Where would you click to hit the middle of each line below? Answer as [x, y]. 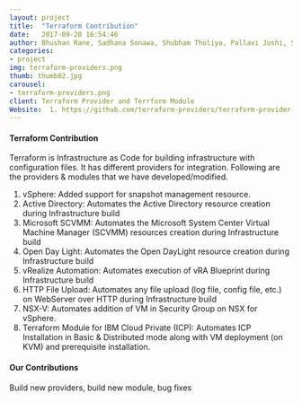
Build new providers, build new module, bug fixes [101, 388]
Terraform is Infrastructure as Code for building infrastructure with [132, 158]
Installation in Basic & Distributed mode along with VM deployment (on [152, 337]
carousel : [28, 84]
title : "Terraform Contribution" [74, 26]
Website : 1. [34, 109]
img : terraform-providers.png [66, 68]
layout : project [40, 17]
